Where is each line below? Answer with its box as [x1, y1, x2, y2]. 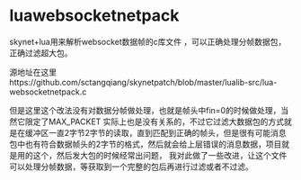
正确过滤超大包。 [9, 47, 73, 58]
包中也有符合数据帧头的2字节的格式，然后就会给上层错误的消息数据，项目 [9, 139, 282, 149]
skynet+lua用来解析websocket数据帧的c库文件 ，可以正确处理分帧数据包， [9, 36, 287, 47]
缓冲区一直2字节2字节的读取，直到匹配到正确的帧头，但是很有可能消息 [24, 127, 288, 138]
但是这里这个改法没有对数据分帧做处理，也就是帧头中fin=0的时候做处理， [9, 104, 281, 115]
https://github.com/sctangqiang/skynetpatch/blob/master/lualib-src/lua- [9, 76, 278, 87]
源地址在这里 [9, 67, 57, 77]
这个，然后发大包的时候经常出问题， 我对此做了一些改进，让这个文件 [32, 149, 288, 160]
